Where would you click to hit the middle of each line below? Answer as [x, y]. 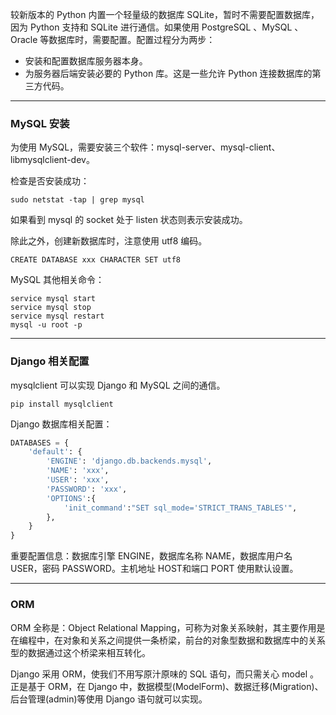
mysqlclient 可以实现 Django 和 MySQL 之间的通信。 [118, 385]
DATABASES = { [40, 443]
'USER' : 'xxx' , [78, 480]
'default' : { [55, 452]
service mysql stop [51, 308]
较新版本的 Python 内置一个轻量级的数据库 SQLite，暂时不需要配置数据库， [165, 14]
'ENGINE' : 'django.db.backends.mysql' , [129, 461]
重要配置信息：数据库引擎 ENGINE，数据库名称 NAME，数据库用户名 [151, 556]
